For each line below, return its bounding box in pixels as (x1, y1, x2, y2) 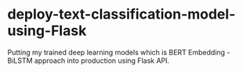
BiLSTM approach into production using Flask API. (7, 56, 170, 65)
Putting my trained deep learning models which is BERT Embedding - (7, 47, 230, 57)
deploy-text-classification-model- (7, 5, 236, 23)
